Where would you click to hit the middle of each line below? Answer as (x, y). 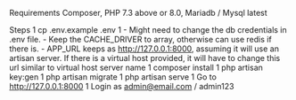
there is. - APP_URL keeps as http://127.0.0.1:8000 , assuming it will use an (144, 49)
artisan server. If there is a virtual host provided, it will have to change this (145, 58)
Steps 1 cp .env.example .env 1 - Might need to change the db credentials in (148, 30)
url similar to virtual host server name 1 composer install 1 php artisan (136, 67)
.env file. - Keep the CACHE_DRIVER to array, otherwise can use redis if (140, 39)
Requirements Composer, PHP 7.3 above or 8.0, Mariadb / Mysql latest (138, 13)
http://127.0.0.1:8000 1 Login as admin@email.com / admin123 (122, 86)
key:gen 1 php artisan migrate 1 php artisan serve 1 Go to (113, 77)
